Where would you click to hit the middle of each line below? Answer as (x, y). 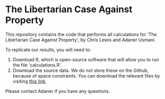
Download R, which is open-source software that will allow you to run (86, 59)
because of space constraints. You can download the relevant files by (86, 76)
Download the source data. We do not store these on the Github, (81, 70)
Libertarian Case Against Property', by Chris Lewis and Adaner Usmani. (81, 40)
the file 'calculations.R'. (37, 65)
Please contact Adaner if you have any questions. (58, 91)
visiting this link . (30, 81)
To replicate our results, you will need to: (48, 49)
